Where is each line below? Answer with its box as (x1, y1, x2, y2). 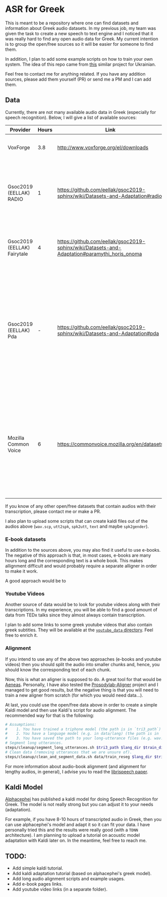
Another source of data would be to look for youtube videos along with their (5, 601, 161, 607)
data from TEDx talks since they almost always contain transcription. (5, 612, 146, 618)
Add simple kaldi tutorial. (12, 865, 64, 871)
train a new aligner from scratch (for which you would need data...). (5, 692, 143, 698)
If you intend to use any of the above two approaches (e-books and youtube (5, 656, 162, 662)
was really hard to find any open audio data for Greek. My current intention (5, 36, 158, 42)
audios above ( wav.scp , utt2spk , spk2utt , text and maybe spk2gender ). (5, 523, 149, 529)
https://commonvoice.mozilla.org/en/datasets (57, 440, 164, 447)
